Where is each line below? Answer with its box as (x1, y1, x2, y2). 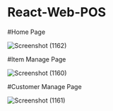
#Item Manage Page (7, 54, 66, 64)
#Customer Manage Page (7, 82, 83, 90)
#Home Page (7, 28, 46, 36)
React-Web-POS (7, 4, 107, 21)
